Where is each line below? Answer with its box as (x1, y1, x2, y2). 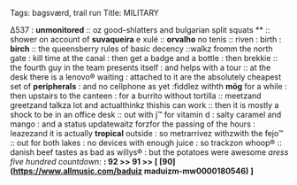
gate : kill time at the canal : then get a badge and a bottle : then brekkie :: (10, 53, 278, 63)
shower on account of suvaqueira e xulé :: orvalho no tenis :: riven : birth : (10, 35, 282, 44)
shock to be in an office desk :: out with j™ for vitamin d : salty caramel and (10, 110, 282, 119)
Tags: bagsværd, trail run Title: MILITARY (10, 8, 160, 18)
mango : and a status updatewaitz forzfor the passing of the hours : (10, 119, 255, 129)
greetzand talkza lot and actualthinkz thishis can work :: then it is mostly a (10, 100, 279, 110)
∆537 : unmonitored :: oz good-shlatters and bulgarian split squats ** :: (10, 25, 270, 35)
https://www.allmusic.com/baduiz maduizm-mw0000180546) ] (12, 166, 255, 176)
